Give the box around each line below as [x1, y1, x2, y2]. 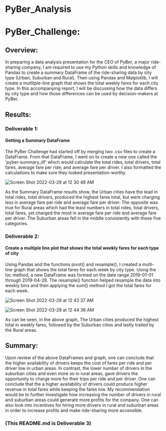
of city [5, 250, 19, 256]
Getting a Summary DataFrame [5, 137, 70, 143]
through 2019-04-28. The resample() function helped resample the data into [5, 277, 161, 283]
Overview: [5, 46, 38, 54]
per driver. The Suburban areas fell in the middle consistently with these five [5, 215, 161, 221]
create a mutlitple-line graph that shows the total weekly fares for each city [5, 80, 159, 86]
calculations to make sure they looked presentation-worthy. [5, 170, 127, 176]
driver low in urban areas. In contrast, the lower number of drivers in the [5, 365, 152, 371]
